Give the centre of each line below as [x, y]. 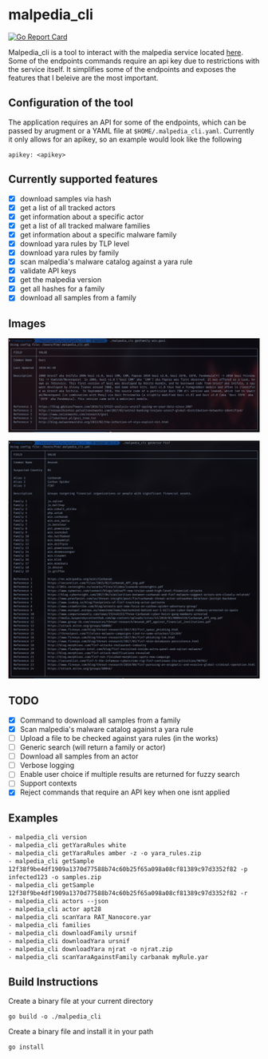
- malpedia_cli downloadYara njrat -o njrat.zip [91, 950]
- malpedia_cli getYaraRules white [67, 846]
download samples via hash [65, 198]
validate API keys [48, 271]
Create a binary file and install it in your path [81, 1032]
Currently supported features [83, 179]
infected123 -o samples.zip [55, 878]
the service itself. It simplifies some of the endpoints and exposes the [122, 69]
